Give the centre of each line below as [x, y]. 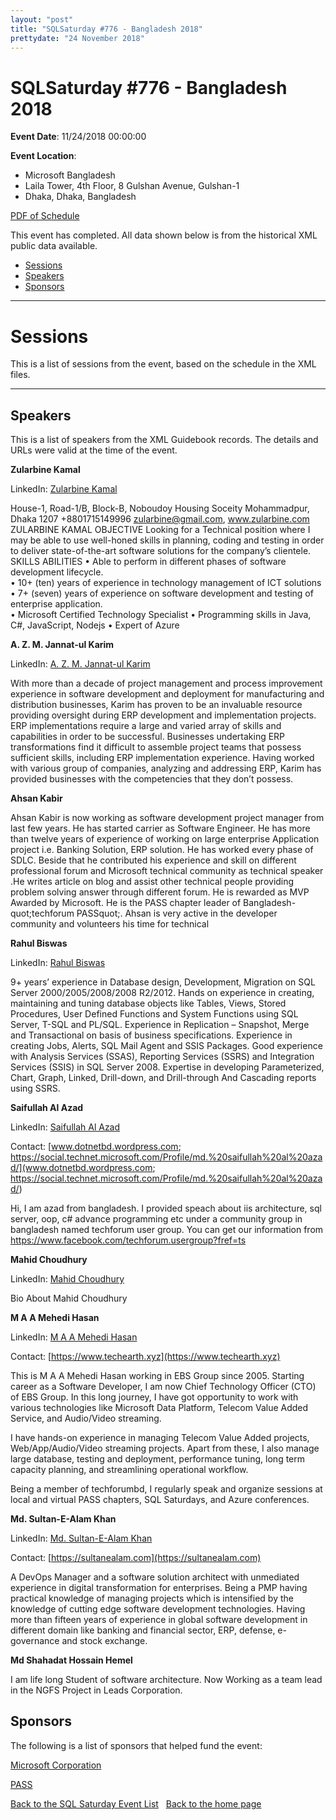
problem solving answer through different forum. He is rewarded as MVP [160, 892]
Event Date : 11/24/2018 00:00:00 [78, 137]
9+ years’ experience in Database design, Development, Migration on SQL [163, 982]
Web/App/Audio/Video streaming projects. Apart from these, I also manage [165, 1448]
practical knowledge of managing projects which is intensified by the [152, 1598]
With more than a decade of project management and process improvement [166, 683]
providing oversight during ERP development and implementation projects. [163, 715]
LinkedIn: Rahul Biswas [58, 963]
